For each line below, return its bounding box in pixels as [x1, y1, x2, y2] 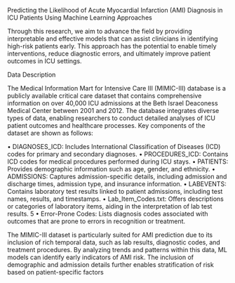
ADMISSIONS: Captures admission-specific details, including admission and [7, 172, 227, 180]
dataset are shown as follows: [7, 129, 93, 137]
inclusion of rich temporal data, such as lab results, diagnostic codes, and [7, 238, 221, 246]
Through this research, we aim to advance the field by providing [7, 27, 193, 35]
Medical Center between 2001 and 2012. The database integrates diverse [7, 107, 220, 114]
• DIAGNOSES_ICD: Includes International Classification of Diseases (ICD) [7, 143, 221, 150]
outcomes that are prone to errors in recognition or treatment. [7, 217, 186, 225]
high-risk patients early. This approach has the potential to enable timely [7, 42, 217, 50]
